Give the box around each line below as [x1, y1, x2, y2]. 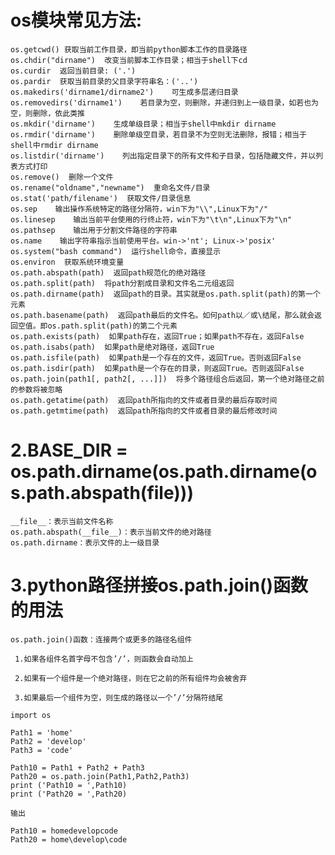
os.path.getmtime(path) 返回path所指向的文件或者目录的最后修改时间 [10, 406, 278, 416]
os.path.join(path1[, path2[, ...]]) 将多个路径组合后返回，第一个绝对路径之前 [10, 374, 325, 384]
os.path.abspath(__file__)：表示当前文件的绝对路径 [10, 527, 212, 537]
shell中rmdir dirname [10, 140, 99, 150]
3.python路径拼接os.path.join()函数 [10, 574, 309, 597]
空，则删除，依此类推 [10, 108, 85, 118]
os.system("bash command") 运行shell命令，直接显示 [10, 246, 222, 256]
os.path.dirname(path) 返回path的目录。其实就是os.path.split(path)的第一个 [10, 289, 321, 299]
